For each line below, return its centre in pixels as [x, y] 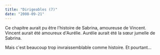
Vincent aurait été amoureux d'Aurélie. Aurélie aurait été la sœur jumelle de [80, 33]
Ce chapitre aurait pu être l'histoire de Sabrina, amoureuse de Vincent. [76, 27]
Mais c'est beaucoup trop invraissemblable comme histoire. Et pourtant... [78, 47]
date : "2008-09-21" [25, 14]
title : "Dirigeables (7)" [31, 9]
